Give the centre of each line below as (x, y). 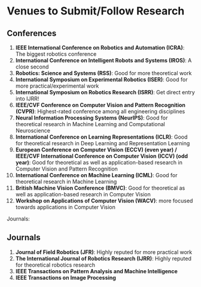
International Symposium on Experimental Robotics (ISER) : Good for (101, 80)
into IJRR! (27, 98)
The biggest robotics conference (56, 54)
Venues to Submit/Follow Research (96, 11)
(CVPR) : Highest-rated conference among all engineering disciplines (100, 111)
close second (32, 67)
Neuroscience (33, 131)
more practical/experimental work (57, 86)
